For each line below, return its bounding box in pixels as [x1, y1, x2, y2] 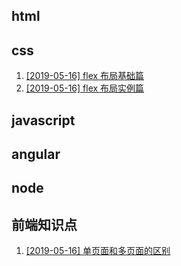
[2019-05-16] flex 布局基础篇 [25, 70, 145, 82]
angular [11, 145, 61, 163]
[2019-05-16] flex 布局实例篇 [25, 82, 145, 94]
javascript [11, 112, 76, 129]
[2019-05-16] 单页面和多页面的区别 [25, 245, 171, 257]
